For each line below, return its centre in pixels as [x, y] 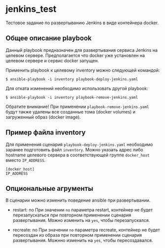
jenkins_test [31, 9]
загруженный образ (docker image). [43, 117]
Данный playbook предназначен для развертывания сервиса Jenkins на [82, 50]
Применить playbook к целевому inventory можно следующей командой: [83, 70]
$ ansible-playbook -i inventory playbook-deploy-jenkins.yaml [72, 79]
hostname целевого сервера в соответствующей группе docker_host [78, 155]
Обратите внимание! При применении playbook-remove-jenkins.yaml [77, 106]
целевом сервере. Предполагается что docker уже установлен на [75, 55]
